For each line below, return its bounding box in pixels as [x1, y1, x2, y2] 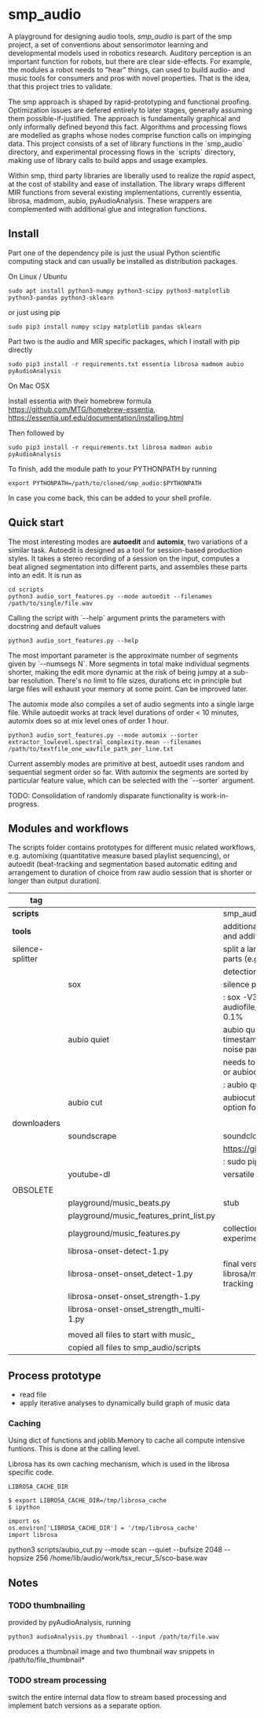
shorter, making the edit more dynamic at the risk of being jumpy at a [8, 667, 232, 676]
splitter [12, 953, 38, 965]
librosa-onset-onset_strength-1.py [68, 1291, 200, 1302]
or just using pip [8, 307, 60, 317]
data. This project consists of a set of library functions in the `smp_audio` [8, 139, 245, 148]
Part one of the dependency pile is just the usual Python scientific [8, 248, 222, 257]
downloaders [12, 1118, 60, 1129]
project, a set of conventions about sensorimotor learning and [8, 39, 208, 49]
